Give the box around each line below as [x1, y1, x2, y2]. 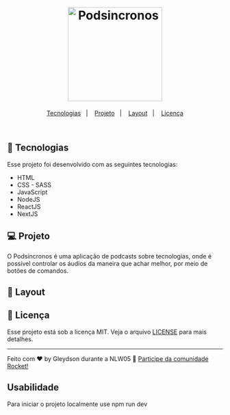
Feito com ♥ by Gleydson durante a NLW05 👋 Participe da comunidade [7, 354, 209, 362]
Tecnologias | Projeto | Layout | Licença [47, 109, 183, 117]
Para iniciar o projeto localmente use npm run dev [7, 400, 148, 408]
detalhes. [7, 335, 34, 343]
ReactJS [16, 202, 41, 211]
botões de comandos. [7, 267, 69, 275]
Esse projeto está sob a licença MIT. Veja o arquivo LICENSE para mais [7, 327, 207, 336]
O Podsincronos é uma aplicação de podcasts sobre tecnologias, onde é [7, 252, 212, 260]
